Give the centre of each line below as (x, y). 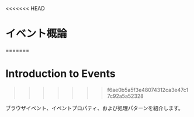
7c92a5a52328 (125, 96)
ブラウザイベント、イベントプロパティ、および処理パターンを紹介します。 (94, 108)
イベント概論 (37, 34)
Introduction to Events (60, 74)
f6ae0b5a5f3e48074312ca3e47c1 (148, 90)
